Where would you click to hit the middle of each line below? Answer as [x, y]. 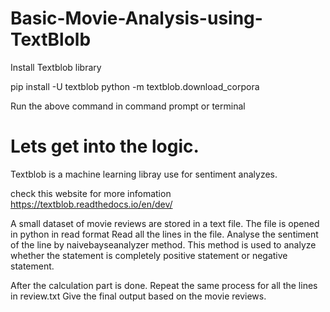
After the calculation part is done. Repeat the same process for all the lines [164, 285]
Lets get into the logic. [105, 146]
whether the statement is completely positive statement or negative [149, 255]
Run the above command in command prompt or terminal [128, 106]
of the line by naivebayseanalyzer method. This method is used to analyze [163, 244]
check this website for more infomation [91, 193]
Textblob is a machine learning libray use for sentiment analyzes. [144, 174]
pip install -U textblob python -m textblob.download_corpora [135, 86]
